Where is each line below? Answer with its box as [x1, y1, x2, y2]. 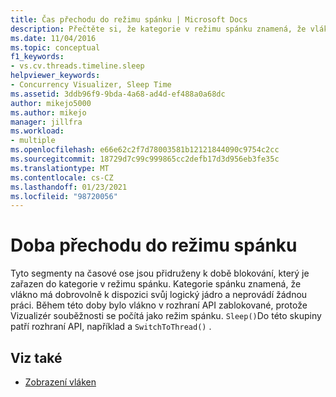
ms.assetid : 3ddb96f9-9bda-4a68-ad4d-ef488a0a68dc [10, 89, 226, 99]
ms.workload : [10, 126, 65, 136]
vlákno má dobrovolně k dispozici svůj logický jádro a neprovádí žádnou [10, 289, 308, 301]
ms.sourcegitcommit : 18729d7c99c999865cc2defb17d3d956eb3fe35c [10, 154, 280, 164]
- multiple [10, 136, 56, 146]
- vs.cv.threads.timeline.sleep [10, 61, 145, 71]
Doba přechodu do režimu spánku [10, 234, 298, 257]
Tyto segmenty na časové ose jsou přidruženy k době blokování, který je [10, 267, 310, 280]
